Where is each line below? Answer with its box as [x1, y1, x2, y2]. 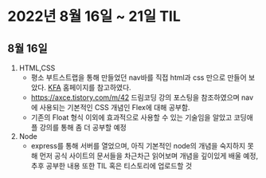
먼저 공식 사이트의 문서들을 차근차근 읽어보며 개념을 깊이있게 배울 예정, [39, 151, 259, 160]
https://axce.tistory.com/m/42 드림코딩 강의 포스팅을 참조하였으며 [30, 93, 240, 102]
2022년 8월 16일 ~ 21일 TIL [7, 7, 181, 26]
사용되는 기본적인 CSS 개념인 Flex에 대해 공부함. [39, 103, 190, 112]
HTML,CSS [18, 63, 56, 73]
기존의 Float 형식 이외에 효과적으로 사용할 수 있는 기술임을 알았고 [30, 113, 233, 122]
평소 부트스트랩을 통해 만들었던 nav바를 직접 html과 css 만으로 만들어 [30, 73, 248, 82]
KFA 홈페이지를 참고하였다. [48, 83, 132, 92]
